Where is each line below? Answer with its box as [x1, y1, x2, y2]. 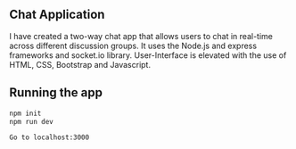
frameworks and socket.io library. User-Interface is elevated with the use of [9, 49, 287, 61]
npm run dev [9, 117, 53, 126]
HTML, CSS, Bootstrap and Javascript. [9, 59, 152, 70]
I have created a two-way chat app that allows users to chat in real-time [9, 30, 274, 41]
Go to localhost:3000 [9, 133, 90, 142]
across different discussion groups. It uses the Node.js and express [9, 40, 257, 51]
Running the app [9, 85, 103, 101]
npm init [9, 109, 42, 118]
